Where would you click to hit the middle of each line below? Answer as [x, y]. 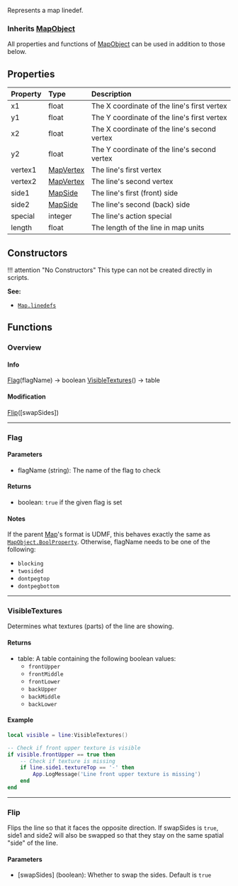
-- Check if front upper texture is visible [74, 748]
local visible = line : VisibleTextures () [68, 735]
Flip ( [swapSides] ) [33, 412]
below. [17, 52]
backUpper [43, 689]
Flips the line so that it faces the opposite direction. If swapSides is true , [113, 828]
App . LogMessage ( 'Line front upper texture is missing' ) [117, 774]
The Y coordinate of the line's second [153, 150]
